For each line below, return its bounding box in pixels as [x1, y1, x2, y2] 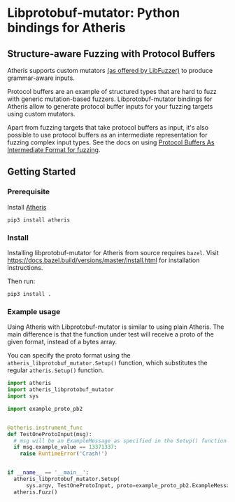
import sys [7, 393, 39, 400]
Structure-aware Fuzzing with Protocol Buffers [7, 48, 215, 60]
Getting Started [7, 166, 76, 178]
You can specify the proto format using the [7, 351, 131, 360]
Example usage [7, 306, 61, 316]
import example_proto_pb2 [7, 405, 83, 412]
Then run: [7, 277, 36, 285]
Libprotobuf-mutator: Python [7, 5, 180, 21]
